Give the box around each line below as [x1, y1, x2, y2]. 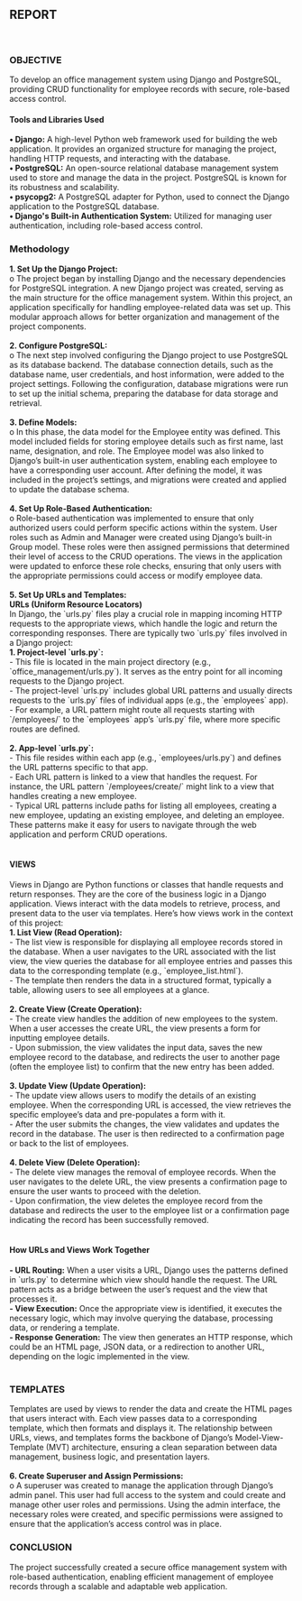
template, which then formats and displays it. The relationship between [9, 1422, 273, 1433]
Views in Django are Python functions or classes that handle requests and [9, 879, 284, 889]
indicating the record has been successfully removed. [9, 1214, 209, 1225]
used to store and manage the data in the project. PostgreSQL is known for [9, 172, 287, 183]
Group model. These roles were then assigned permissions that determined [9, 541, 290, 552]
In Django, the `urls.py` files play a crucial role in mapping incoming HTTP [9, 608, 282, 619]
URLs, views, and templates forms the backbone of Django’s [9, 1432, 233, 1443]
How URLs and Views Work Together [9, 1245, 151, 1256]
